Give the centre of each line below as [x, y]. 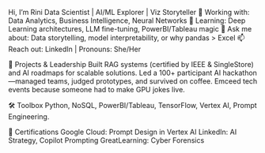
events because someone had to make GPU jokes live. [97, 90]
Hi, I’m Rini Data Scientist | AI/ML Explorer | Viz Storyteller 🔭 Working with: [129, 12]
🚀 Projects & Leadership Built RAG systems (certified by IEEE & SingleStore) [131, 64]
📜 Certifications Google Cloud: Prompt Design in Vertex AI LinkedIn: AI [123, 132]
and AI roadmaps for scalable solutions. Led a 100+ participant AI [115, 73]
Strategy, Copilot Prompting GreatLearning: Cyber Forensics [106, 140]
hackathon [240, 73]
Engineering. [29, 117]
